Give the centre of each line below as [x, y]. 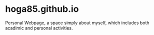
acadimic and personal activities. [39, 28]
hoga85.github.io [42, 9]
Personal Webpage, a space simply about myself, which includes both [77, 23]
